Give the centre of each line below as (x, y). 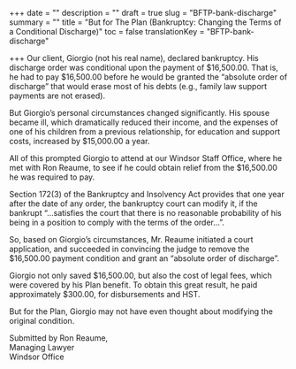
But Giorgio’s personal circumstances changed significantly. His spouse (140, 113)
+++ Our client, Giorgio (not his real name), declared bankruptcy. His (134, 58)
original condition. (42, 321)
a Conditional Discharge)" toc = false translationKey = (107, 31)
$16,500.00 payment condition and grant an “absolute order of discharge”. (144, 258)
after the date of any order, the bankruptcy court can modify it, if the (133, 204)
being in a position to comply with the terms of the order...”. (117, 222)
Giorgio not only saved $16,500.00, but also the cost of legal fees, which (140, 275)
